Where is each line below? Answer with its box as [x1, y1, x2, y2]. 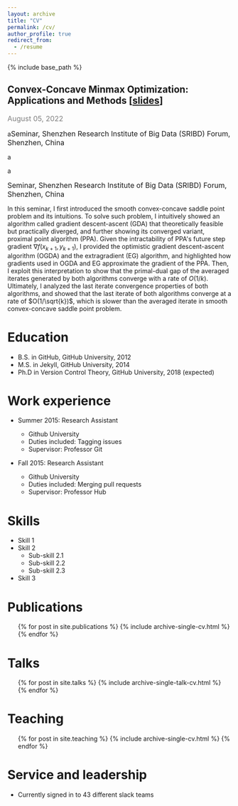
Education [7, 329, 69, 345]
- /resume [13, 43, 43, 51]
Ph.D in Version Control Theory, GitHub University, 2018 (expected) [17, 368, 215, 376]
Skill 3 [17, 574, 36, 583]
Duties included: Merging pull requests [28, 480, 142, 489]
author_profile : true [7, 30, 72, 38]
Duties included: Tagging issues [28, 438, 122, 446]
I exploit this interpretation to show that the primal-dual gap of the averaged [7, 266, 229, 275]
